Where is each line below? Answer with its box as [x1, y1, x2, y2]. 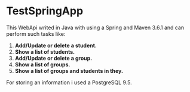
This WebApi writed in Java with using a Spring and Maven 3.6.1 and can [6, 24, 185, 31]
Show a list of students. [14, 48, 75, 55]
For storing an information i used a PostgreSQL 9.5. [6, 79, 133, 86]
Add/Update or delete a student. [14, 42, 97, 49]
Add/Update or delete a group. [14, 54, 93, 62]
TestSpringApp [6, 4, 84, 18]
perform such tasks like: [6, 30, 66, 37]
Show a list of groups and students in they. [14, 67, 124, 74]
